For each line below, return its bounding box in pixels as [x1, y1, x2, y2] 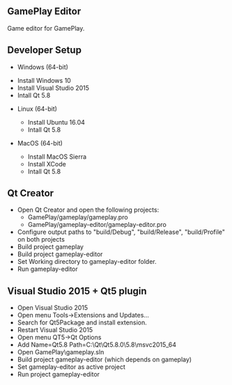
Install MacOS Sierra [27, 152, 87, 161]
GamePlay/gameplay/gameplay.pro [27, 213, 128, 221]
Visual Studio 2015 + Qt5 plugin [7, 285, 148, 297]
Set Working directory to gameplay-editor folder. [17, 258, 157, 266]
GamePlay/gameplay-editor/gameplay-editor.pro [27, 221, 167, 229]
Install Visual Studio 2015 [17, 84, 89, 92]
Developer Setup [7, 45, 82, 56]
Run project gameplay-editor [17, 370, 100, 379]
